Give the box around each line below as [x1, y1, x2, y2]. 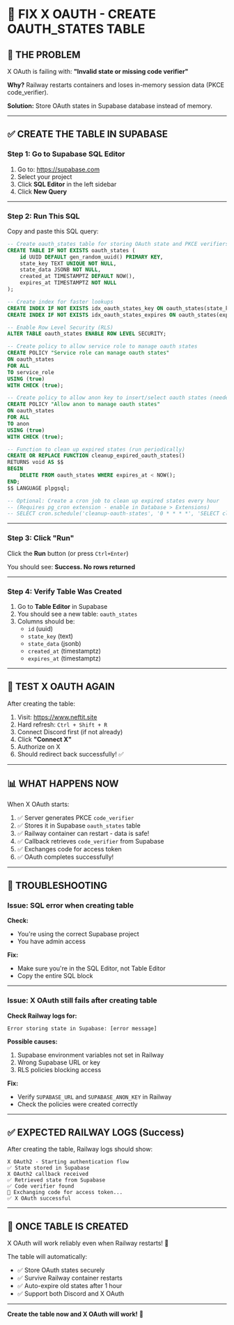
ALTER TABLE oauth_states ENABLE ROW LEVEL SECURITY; [7, 330, 167, 337]
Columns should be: [17, 617, 75, 626]
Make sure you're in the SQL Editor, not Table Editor [17, 964, 166, 973]
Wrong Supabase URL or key [17, 1058, 101, 1067]
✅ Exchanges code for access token [17, 844, 122, 853]
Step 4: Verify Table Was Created [7, 587, 123, 596]
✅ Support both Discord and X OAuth [17, 1289, 125, 1298]
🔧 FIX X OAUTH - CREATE [7, 6, 157, 22]
